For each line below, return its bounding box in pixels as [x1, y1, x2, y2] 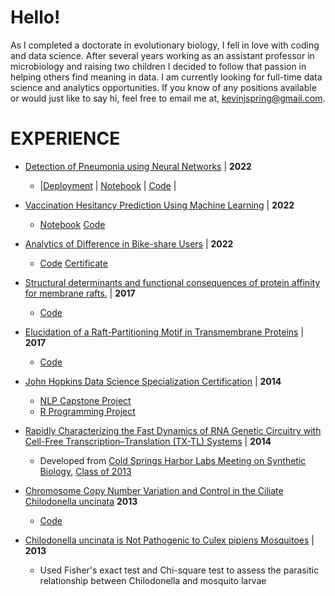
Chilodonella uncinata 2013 [24, 495, 138, 507]
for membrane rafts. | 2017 [24, 287, 136, 299]
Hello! [10, 6, 61, 29]
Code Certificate [39, 257, 108, 269]
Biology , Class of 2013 [39, 465, 132, 477]
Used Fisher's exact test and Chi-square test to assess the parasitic [39, 564, 320, 576]
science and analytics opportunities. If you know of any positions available [10, 81, 317, 93]
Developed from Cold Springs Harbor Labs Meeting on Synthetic [39, 454, 307, 466]
